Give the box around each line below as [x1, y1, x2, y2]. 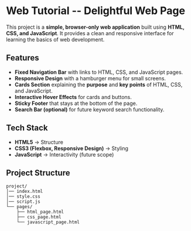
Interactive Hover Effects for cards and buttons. [14, 93, 132, 100]
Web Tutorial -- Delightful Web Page [6, 4, 186, 18]
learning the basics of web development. [6, 36, 105, 43]
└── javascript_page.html [16, 219, 80, 225]
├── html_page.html [16, 209, 64, 215]
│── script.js [6, 199, 41, 205]
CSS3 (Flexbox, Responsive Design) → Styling [14, 145, 129, 152]
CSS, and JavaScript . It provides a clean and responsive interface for [6, 29, 174, 36]
